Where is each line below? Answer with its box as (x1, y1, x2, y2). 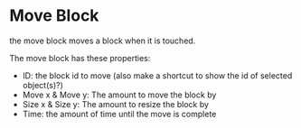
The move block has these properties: (9, 52, 151, 63)
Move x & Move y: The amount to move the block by (22, 89, 217, 100)
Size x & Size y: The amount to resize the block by (22, 98, 210, 109)
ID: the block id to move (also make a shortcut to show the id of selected (22, 69, 293, 81)
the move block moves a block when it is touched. (9, 35, 196, 46)
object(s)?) (22, 79, 63, 90)
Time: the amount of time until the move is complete (22, 108, 217, 119)
